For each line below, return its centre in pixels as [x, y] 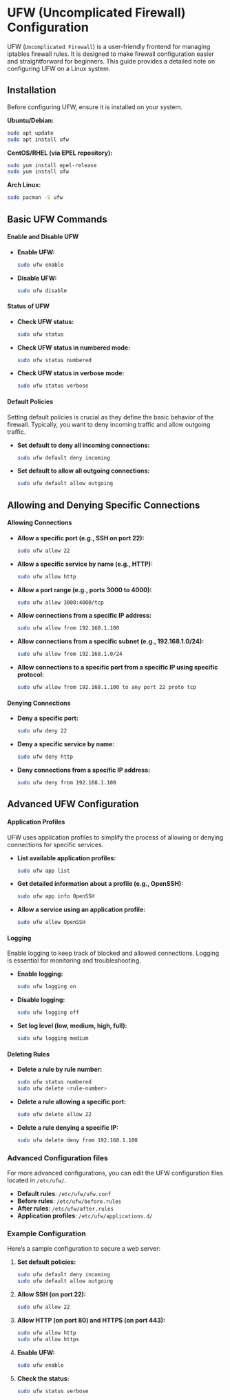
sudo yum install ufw [38, 172]
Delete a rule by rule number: [60, 1070]
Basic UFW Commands [57, 219]
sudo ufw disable [42, 291]
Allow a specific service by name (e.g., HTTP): [85, 564]
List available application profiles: [66, 858]
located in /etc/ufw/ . [37, 1180]
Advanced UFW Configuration [73, 804]
